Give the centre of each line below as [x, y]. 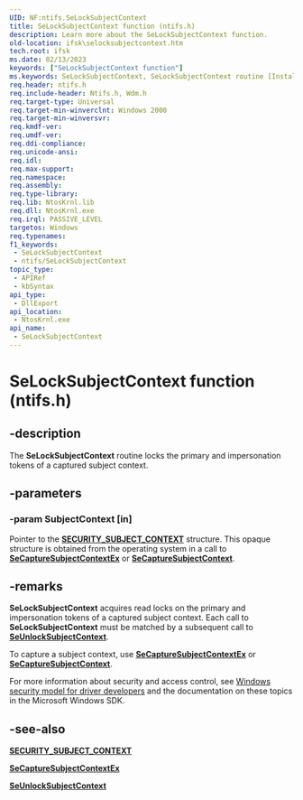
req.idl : [26, 160]
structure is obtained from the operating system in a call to [118, 548]
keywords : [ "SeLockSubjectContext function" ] [96, 69]
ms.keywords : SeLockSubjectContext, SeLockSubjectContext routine [137, 77]
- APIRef [30, 278]
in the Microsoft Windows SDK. [67, 701]
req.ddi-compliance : [48, 144]
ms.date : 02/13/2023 [48, 60]
